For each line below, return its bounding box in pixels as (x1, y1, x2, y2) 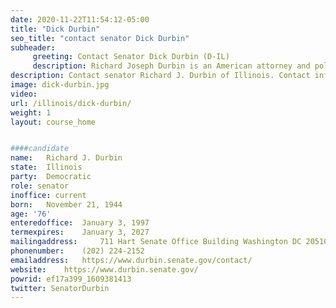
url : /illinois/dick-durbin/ (10, 98, 132, 108)
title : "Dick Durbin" (10, 24, 101, 34)
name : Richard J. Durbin (10, 153, 123, 163)
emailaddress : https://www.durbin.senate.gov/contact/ (10, 255, 253, 265)
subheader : (10, 42, 56, 53)
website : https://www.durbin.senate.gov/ (10, 264, 199, 275)
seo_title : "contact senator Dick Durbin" (10, 33, 190, 43)
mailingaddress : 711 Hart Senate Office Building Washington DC (10, 237, 302, 247)
